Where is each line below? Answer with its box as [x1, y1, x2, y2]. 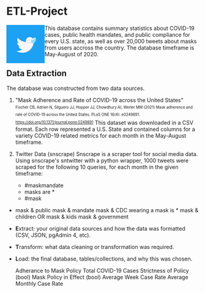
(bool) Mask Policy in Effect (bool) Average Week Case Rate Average [15, 273, 188, 281]
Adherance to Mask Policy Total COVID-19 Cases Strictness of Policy [15, 267, 189, 274]
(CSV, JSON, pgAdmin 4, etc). [15, 231, 91, 239]
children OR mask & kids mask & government [15, 213, 129, 220]
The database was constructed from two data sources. [6, 84, 145, 92]
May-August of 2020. [45, 50, 99, 57]
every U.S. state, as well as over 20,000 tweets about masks [45, 37, 197, 45]
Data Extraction [6, 69, 67, 79]
